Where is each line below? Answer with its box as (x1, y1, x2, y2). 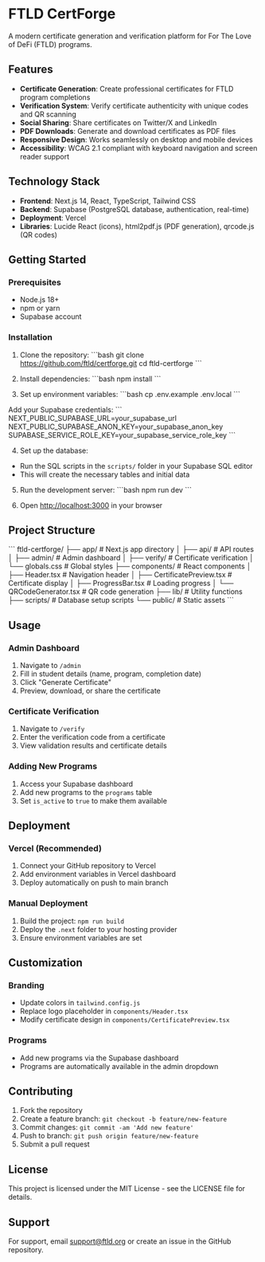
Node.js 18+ (19, 295, 60, 305)
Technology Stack (8, 175, 100, 188)
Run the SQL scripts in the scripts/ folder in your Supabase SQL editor (19, 461, 253, 470)
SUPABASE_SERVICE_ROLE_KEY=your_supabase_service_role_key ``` (8, 430, 236, 439)
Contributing (8, 1085, 73, 1098)
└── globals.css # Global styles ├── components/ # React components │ (8, 561, 252, 571)
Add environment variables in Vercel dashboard (19, 870, 177, 879)
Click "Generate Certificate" (19, 678, 111, 687)
